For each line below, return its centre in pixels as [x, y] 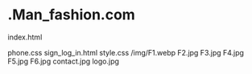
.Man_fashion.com [72, 15]
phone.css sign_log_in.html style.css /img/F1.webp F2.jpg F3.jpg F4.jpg [126, 52]
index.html [25, 37]
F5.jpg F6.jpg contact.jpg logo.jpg [64, 61]
